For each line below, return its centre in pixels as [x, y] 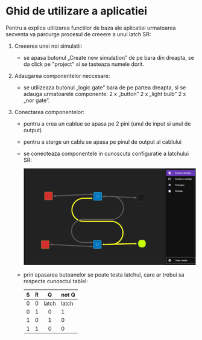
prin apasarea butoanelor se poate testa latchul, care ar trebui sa [104, 275]
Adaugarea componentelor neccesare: [62, 75]
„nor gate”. [36, 100]
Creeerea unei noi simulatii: [48, 46]
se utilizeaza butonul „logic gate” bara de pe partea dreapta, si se [105, 87]
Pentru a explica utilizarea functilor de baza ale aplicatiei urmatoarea [91, 28]
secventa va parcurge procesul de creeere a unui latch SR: [78, 34]
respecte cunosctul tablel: [56, 281]
